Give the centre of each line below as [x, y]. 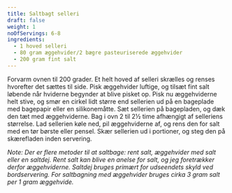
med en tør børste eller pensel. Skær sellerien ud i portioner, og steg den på [116, 131]
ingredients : [26, 40]
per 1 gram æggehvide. [41, 182]
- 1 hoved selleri [41, 46]
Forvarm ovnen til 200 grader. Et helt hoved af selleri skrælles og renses [111, 79]
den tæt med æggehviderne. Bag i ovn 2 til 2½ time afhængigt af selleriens [115, 116]
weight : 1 [22, 27]
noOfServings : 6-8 [34, 33]
